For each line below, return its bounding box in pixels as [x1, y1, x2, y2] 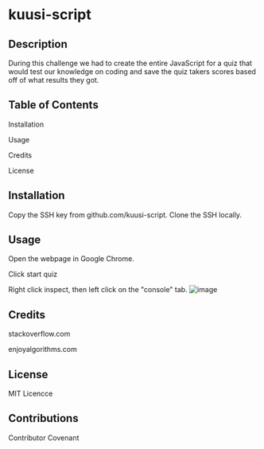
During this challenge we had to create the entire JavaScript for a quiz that [8, 58, 253, 68]
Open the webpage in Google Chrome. [8, 254, 135, 264]
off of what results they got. [8, 76, 99, 84]
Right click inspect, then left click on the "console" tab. [8, 285, 188, 295]
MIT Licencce [8, 388, 53, 399]
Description [8, 37, 68, 51]
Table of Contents [8, 98, 99, 112]
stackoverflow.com [8, 329, 71, 339]
